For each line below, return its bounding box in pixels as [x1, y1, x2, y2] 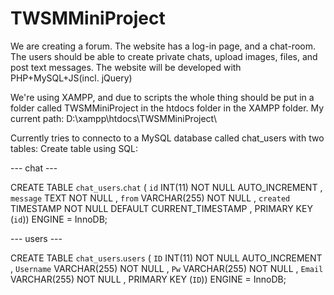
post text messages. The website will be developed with [10, 61, 242, 73]
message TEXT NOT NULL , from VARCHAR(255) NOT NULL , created [10, 192, 291, 204]
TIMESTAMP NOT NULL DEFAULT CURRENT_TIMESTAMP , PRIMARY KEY [10, 202, 313, 214]
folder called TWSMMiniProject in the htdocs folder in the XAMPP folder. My [10, 102, 325, 114]
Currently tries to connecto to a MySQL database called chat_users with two [10, 132, 325, 144]
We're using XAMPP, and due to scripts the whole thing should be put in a [10, 91, 315, 103]
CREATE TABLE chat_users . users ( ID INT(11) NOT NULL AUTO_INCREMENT [10, 252, 323, 264]
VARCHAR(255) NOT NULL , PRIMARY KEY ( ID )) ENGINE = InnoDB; [10, 273, 287, 285]
